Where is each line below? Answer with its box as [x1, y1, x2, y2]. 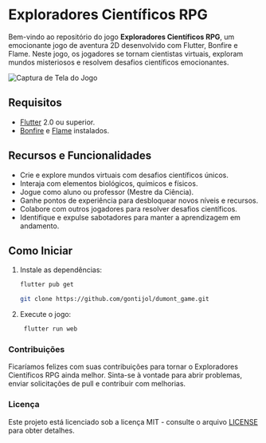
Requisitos [8, 96, 62, 109]
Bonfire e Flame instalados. [19, 125, 110, 135]
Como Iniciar [8, 243, 73, 257]
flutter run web [23, 325, 78, 333]
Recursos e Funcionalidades [8, 149, 152, 163]
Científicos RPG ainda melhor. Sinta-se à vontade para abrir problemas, [8, 370, 243, 380]
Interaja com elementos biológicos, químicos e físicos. [19, 178, 198, 188]
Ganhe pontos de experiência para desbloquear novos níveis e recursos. [19, 196, 259, 205]
